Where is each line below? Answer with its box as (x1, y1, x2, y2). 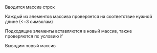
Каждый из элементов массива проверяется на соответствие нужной (5, 14, 153, 19)
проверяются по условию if (5, 34, 63, 39)
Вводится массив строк (5, 4, 55, 10)
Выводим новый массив (5, 43, 56, 48)
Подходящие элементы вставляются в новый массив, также (5, 28, 132, 34)
